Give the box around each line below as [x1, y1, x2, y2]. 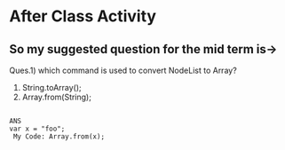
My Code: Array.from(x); [12, 132, 105, 141]
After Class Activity [9, 6, 157, 27]
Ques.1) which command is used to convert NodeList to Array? [9, 65, 237, 75]
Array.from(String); [21, 91, 91, 102]
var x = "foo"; [9, 124, 66, 133]
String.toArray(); [21, 83, 82, 92]
